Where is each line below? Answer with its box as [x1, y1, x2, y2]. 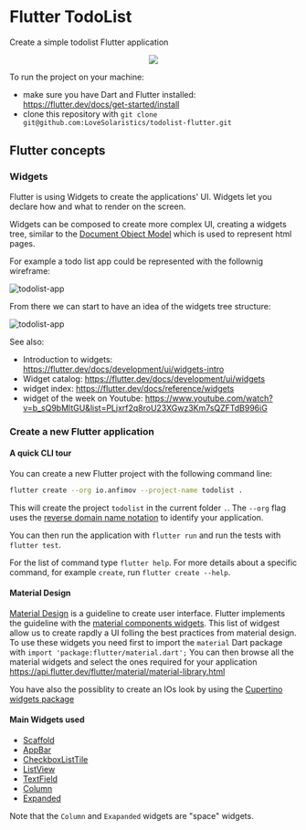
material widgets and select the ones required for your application [9, 656, 258, 667]
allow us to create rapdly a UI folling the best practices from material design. [9, 627, 297, 638]
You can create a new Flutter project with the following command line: [9, 468, 272, 478]
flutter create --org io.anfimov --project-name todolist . [9, 486, 244, 495]
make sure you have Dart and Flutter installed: [22, 89, 196, 100]
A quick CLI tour [9, 447, 72, 458]
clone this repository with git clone [22, 108, 158, 120]
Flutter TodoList [9, 6, 132, 27]
